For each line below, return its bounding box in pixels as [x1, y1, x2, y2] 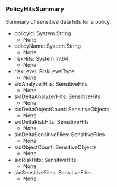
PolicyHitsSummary [5, 5, 65, 13]
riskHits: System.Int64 [14, 55, 69, 63]
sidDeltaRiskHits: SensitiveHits [14, 119, 90, 126]
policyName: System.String [14, 42, 81, 49]
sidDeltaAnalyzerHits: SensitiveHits [14, 93, 100, 100]
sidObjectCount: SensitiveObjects [14, 144, 97, 151]
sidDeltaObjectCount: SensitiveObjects [14, 106, 110, 113]
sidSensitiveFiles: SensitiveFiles [14, 169, 93, 176]
